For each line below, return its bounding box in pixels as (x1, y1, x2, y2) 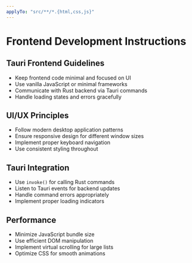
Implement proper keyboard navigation (14, 139, 111, 146)
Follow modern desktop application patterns (14, 126, 123, 133)
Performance (6, 215, 57, 225)
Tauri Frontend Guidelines (6, 58, 105, 69)
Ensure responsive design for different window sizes (14, 133, 144, 140)
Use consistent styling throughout (14, 145, 98, 152)
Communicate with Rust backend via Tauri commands (14, 87, 148, 94)
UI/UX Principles (6, 111, 69, 121)
